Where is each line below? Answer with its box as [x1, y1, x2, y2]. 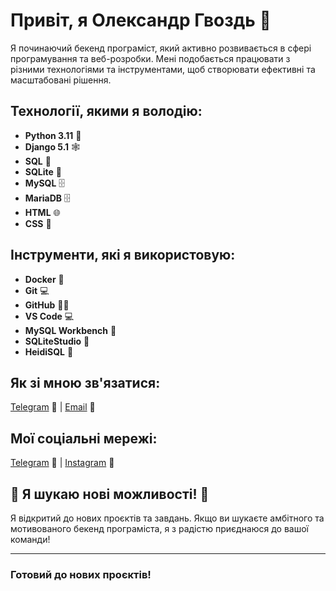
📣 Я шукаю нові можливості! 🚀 [10, 485, 210, 503]
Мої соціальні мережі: [10, 430, 158, 447]
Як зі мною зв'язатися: [10, 374, 161, 391]
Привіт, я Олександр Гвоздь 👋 [10, 9, 272, 32]
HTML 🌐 [24, 206, 61, 218]
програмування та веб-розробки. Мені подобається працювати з [10, 52, 291, 64]
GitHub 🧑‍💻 [24, 299, 70, 311]
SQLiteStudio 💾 [24, 335, 90, 347]
